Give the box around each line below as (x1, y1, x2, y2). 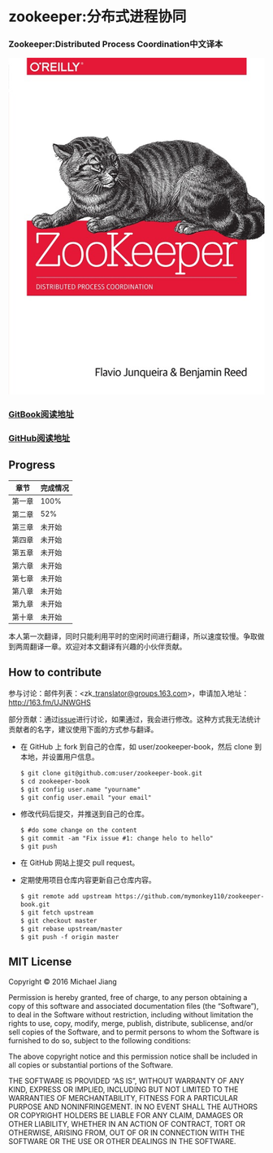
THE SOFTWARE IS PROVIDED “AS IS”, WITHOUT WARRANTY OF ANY (8, 1076, 245, 1085)
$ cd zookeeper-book (19, 777, 90, 785)
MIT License (8, 955, 72, 969)
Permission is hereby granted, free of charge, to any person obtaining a (8, 992, 248, 1002)
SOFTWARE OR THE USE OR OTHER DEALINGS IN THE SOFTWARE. (8, 1136, 236, 1146)
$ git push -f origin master (19, 932, 119, 941)
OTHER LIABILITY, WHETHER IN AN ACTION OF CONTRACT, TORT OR (8, 1119, 245, 1129)
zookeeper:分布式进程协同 (8, 7, 187, 26)
